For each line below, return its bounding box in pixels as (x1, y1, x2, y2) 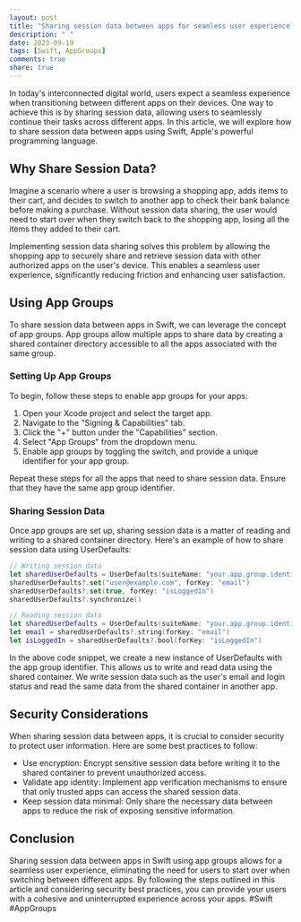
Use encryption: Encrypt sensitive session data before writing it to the (21, 757, 280, 768)
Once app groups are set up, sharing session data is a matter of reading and (9, 526, 291, 536)
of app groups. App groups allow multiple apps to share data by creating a (9, 328, 284, 339)
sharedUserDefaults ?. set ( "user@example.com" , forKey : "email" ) (9, 578, 251, 587)
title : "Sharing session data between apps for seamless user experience (9, 22, 291, 30)
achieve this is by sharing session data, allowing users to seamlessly (9, 107, 262, 117)
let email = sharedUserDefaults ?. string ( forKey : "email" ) (9, 628, 230, 637)
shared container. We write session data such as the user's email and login (9, 671, 286, 682)
